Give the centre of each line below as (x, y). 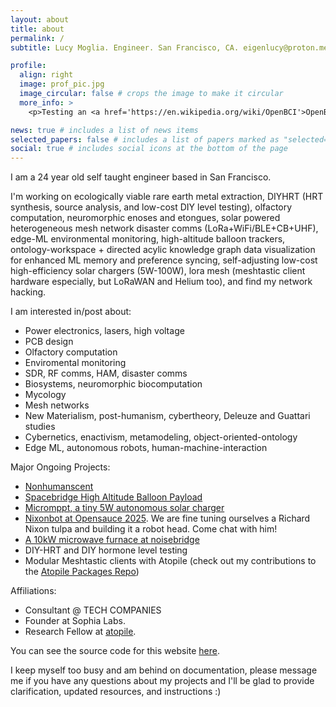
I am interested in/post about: (71, 312)
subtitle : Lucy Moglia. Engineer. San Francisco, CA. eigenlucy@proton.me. (171, 47)
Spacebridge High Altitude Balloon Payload (113, 497)
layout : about (40, 19)
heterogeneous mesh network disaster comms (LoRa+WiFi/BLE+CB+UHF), (164, 228)
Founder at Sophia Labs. (75, 621)
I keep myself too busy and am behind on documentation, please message (164, 670)
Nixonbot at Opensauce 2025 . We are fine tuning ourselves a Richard (167, 518)
